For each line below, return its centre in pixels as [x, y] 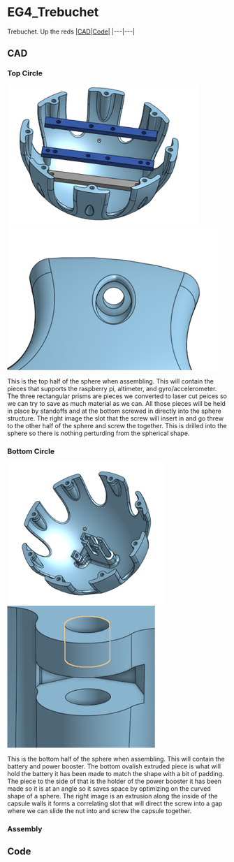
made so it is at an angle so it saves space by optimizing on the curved [109, 788]
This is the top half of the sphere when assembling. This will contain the [111, 381]
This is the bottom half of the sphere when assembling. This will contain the [116, 759]
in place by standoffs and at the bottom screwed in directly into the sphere [114, 411]
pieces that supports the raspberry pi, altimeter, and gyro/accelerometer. [112, 388]
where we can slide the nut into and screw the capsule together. [100, 810]
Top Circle [25, 73]
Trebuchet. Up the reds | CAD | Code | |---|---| [71, 31]
